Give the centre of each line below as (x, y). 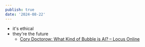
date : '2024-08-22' (25, 14)
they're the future (30, 34)
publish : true (20, 10)
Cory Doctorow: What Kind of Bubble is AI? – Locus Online (80, 39)
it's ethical (23, 28)
